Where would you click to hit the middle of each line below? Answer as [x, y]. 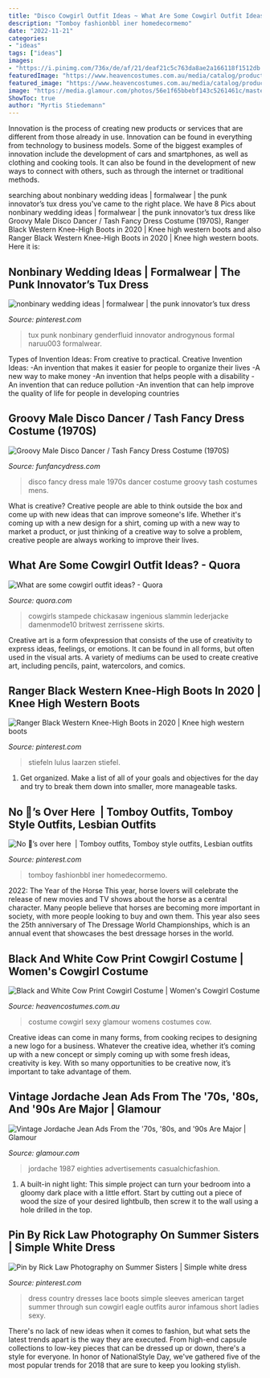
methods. [24, 180]
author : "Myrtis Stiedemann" [57, 105]
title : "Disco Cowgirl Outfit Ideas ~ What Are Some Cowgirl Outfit [125, 16]
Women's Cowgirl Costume [78, 971]
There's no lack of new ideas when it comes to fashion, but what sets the [129, 1331]
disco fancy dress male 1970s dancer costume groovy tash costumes [143, 481]
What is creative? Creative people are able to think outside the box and [125, 506]
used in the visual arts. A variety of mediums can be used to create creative [133, 657]
